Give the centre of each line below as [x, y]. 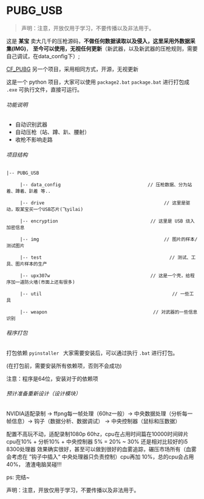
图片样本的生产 [31, 264]
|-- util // [99, 294]
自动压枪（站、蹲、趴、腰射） [52, 132]
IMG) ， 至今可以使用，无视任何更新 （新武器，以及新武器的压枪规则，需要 [106, 49]
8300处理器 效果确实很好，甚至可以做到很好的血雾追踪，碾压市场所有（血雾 [101, 449]
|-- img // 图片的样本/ [109, 239]
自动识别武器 [31, 124]
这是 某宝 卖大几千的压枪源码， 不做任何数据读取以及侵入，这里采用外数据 [98, 41]
